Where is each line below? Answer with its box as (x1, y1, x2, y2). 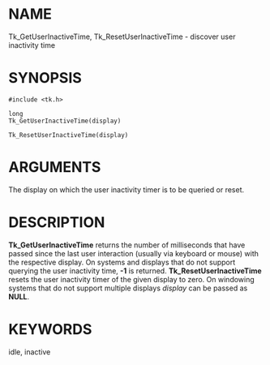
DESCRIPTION (8, 213, 105, 231)
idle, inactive (8, 346, 51, 357)
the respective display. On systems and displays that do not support (8, 257, 236, 267)
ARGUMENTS (8, 158, 101, 177)
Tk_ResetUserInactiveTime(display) (8, 131, 129, 139)
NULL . (8, 291, 30, 301)
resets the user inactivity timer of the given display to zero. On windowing (8, 274, 255, 284)
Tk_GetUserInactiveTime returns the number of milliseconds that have (8, 240, 246, 250)
